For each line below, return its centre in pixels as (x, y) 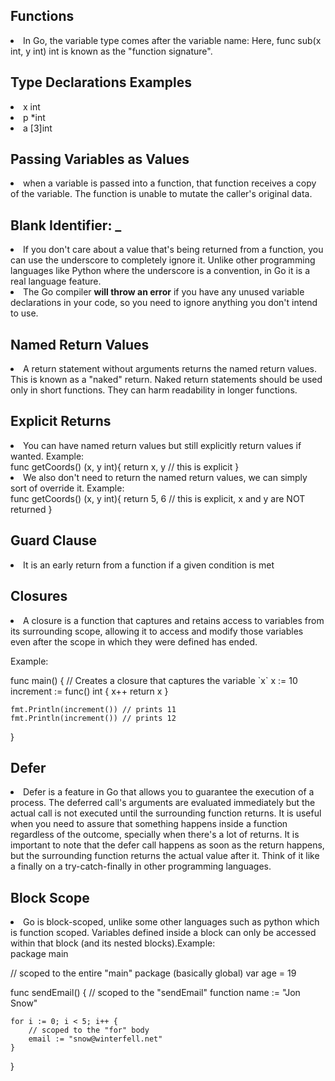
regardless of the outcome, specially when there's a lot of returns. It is (155, 835)
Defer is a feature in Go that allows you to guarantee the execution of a (169, 792)
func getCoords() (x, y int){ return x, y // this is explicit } (125, 466)
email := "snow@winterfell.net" (95, 1039)
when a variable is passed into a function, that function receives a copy (170, 183)
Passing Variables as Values (100, 159)
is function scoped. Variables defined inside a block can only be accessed (163, 933)
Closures (39, 596)
